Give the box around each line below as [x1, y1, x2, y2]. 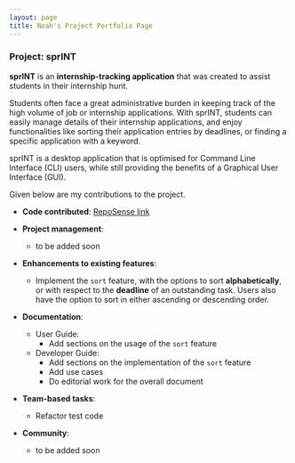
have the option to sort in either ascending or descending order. [35, 294, 269, 305]
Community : [21, 427, 69, 438]
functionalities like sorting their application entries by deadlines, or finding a [9, 126, 287, 136]
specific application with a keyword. [9, 135, 141, 146]
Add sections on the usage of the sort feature [48, 337, 218, 348]
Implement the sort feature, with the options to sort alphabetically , [35, 275, 282, 286]
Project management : [21, 223, 104, 234]
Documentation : [21, 311, 84, 321]
